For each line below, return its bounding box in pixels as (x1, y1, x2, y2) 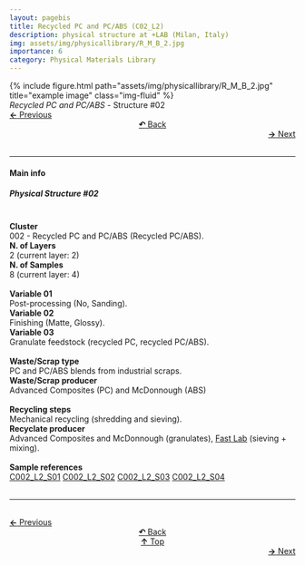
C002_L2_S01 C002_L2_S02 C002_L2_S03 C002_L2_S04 (9, 471, 225, 482)
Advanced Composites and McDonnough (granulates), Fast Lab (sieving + (9, 433, 287, 443)
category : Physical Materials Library (9, 55, 156, 64)
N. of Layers (9, 239, 56, 250)
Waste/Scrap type (9, 356, 80, 366)
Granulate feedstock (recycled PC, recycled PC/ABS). (9, 336, 210, 347)
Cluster (9, 220, 38, 231)
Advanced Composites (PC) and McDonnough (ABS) (9, 385, 207, 395)
